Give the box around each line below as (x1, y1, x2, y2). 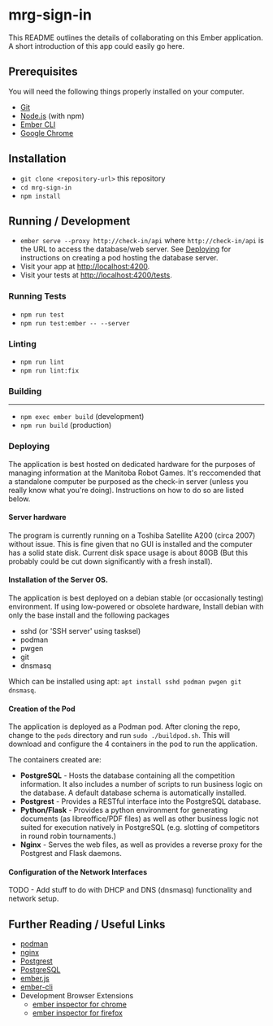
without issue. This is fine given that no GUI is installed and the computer (8, 539, 253, 548)
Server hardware (8, 513, 67, 522)
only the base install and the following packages (8, 610, 170, 620)
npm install (19, 192, 61, 200)
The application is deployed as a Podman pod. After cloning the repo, (8, 722, 240, 731)
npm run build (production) (19, 421, 112, 430)
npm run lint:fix (19, 366, 80, 375)
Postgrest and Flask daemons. (19, 849, 122, 858)
